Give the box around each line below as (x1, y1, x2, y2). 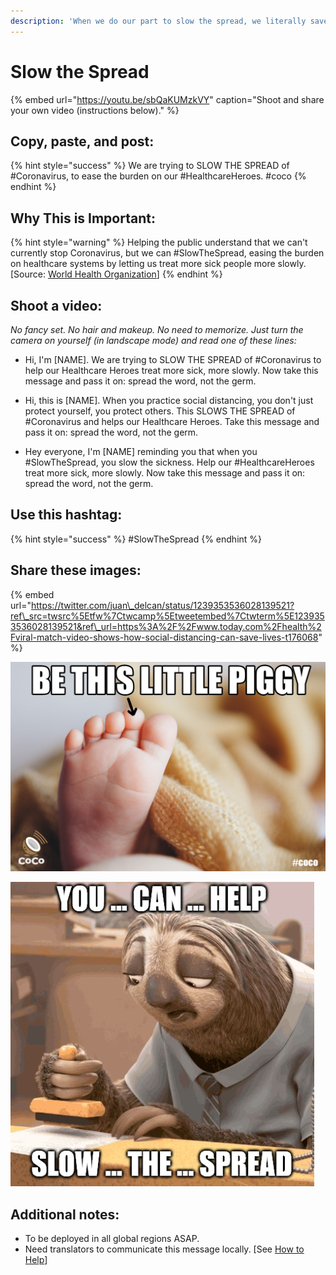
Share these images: (10, 562, 142, 579)
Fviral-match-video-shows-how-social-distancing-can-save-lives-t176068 (10, 631, 319, 643)
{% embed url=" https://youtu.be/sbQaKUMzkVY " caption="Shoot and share (10, 93, 325, 105)
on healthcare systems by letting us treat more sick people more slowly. (10, 258, 307, 270)
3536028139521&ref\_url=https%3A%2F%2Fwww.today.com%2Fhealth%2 (10, 620, 322, 632)
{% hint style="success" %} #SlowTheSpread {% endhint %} (10, 533, 263, 545)
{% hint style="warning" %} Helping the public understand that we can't (10, 236, 308, 249)
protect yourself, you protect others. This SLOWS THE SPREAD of (24, 405, 296, 417)
